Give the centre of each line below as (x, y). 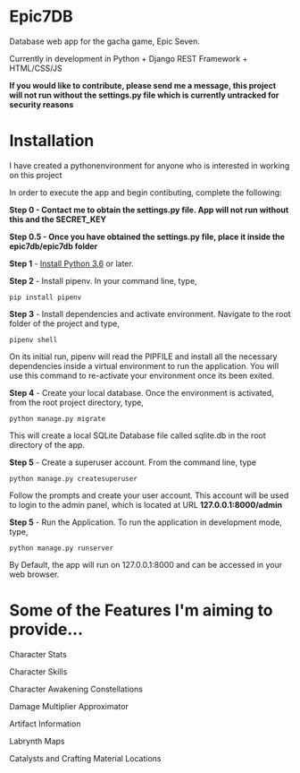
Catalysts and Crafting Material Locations (85, 758)
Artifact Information (45, 724)
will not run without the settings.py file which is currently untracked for (144, 95)
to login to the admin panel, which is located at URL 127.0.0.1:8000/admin (146, 504)
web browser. (34, 574)
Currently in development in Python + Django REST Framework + (129, 58)
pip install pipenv (46, 297)
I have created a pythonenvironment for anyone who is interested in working (150, 165)
